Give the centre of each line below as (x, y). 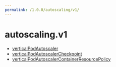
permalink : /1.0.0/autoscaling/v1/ (42, 10)
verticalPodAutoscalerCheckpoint (47, 53)
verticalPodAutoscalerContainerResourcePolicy (61, 59)
